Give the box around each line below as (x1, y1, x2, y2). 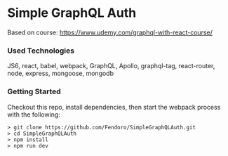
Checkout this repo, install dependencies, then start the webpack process (7, 103, 221, 111)
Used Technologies (7, 46, 75, 56)
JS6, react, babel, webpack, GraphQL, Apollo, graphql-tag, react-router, (7, 62, 215, 70)
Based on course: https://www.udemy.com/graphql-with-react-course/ (7, 28, 213, 37)
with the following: (7, 110, 61, 119)
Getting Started (7, 86, 61, 96)
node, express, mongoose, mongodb (7, 69, 114, 78)
